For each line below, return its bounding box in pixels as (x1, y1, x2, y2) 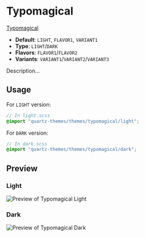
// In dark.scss (6, 141, 47, 147)
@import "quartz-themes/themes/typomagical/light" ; (6, 118, 140, 124)
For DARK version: (6, 129, 49, 136)
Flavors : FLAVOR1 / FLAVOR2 (15, 48, 78, 56)
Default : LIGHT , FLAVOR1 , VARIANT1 (15, 36, 98, 43)
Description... (6, 67, 40, 74)
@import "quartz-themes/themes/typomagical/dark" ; (6, 147, 137, 153)
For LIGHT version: (6, 101, 52, 108)
